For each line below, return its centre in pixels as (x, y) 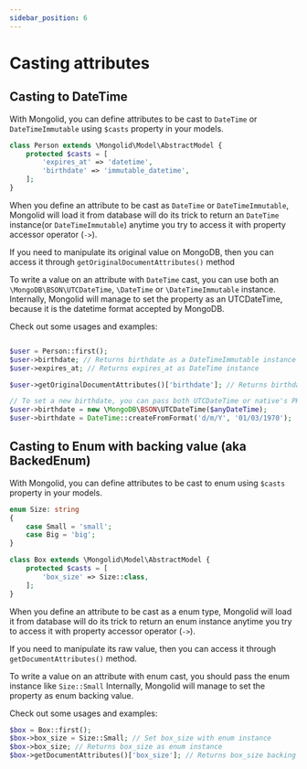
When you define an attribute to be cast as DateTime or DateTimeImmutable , (149, 205)
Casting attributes (80, 63)
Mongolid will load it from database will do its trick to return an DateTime (144, 215)
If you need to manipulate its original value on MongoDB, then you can (142, 251)
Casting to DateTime (69, 97)
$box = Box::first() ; (51, 730)
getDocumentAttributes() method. (73, 658)
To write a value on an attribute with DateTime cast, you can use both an (144, 279)
